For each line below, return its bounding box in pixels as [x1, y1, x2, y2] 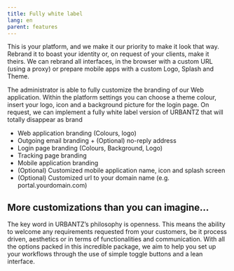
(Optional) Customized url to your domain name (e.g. [17, 174, 170, 182]
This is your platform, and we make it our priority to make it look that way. [7, 43, 219, 51]
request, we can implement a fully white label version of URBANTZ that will [7, 108, 223, 116]
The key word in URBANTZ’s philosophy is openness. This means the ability [7, 220, 226, 228]
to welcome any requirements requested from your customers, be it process [7, 228, 228, 236]
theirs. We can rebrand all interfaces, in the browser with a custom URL [7, 57, 213, 66]
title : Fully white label [7, 10, 83, 18]
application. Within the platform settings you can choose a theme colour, [7, 93, 217, 102]
